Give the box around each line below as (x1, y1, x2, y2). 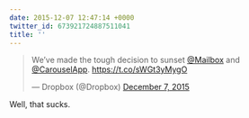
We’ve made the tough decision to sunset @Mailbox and (31, 55, 240, 66)
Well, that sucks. (9, 99, 71, 110)
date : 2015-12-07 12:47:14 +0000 (9, 13, 135, 23)
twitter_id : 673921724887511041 (9, 22, 130, 31)
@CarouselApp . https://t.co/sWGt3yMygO (31, 64, 188, 75)
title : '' (9, 30, 47, 39)
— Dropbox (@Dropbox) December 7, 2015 (31, 82, 191, 93)
